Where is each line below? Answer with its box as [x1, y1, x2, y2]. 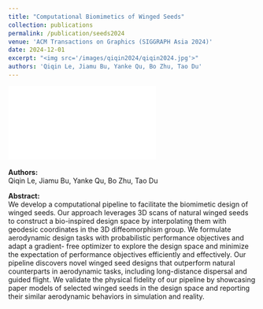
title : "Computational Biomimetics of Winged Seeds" [8, 13, 185, 20]
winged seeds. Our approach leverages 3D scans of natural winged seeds [8, 207, 249, 217]
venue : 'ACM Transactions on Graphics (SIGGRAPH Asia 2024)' [8, 38, 213, 46]
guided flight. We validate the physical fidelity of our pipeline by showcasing [8, 274, 256, 284]
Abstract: [8, 191, 40, 200]
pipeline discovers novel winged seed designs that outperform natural [8, 258, 235, 267]
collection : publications [8, 20, 93, 29]
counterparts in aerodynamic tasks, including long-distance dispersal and [8, 266, 248, 276]
